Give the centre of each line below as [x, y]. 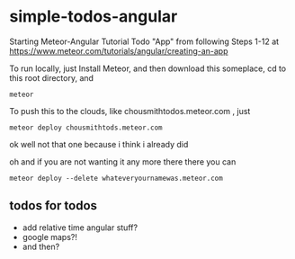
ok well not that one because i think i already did [99, 144]
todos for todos [53, 205]
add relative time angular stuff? [80, 228]
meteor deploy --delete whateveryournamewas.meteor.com [116, 178]
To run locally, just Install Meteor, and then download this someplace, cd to [147, 68]
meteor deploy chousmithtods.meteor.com [86, 128]
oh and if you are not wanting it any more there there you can [123, 161]
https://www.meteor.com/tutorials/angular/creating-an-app [119, 50]
